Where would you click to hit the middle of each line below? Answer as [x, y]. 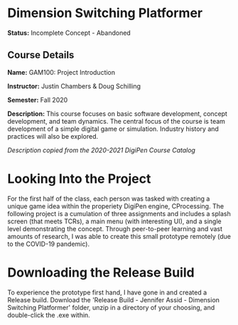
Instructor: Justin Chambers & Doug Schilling [74, 86]
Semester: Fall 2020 [38, 100]
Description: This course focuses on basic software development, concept [117, 113]
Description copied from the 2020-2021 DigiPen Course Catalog [101, 150]
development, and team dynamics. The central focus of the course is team [117, 121]
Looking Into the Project [79, 179]
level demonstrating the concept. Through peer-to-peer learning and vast [115, 228]
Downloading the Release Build [101, 272]
